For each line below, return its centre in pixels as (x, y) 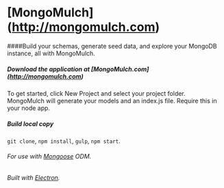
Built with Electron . (34, 178)
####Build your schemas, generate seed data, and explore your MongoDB (112, 46)
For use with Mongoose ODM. (49, 157)
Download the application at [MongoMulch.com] (78, 69)
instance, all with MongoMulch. (51, 53)
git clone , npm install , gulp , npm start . (64, 141)
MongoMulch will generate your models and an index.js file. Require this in (112, 100)
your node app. (28, 108)
